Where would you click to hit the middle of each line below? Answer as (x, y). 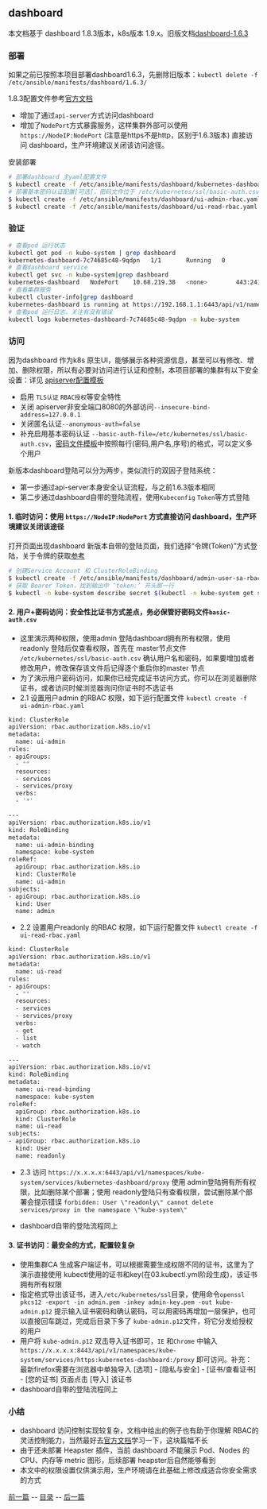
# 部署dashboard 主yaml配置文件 (58, 177)
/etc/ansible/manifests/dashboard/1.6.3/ (78, 83)
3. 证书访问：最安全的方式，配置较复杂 (72, 1245)
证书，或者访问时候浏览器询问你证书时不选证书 (96, 687)
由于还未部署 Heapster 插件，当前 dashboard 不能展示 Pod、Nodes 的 (135, 1450)
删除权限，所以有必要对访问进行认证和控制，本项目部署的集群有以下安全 (140, 370)
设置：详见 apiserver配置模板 (56, 380)
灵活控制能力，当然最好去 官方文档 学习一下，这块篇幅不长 (114, 1441)
